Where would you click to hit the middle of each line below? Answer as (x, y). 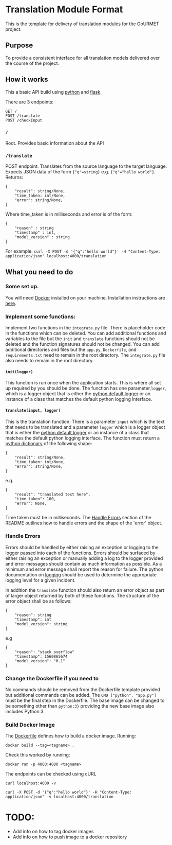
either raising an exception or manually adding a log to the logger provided (84, 558)
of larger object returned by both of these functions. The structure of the (82, 595)
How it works (27, 80)
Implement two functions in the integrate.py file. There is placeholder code (85, 328)
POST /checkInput (24, 120)
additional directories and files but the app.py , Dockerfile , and (71, 350)
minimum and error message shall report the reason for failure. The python (84, 569)
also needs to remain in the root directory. (50, 361)
